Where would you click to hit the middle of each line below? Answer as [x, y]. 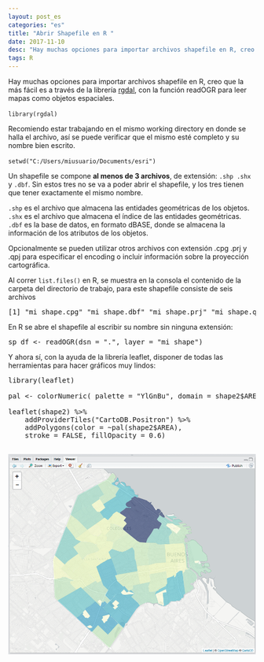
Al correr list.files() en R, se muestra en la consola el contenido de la [125, 280]
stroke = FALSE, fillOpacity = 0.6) [95, 436]
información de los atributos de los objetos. [79, 233]
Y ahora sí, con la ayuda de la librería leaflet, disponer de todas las [116, 357]
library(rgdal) [33, 114]
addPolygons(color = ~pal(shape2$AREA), [104, 428]
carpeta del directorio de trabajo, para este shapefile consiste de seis [121, 288]
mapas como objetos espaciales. [62, 98]
